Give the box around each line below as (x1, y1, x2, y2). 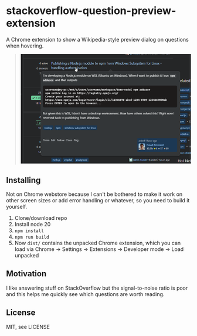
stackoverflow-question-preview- (6, 4, 176, 18)
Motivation (6, 269, 47, 279)
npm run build (14, 235, 49, 240)
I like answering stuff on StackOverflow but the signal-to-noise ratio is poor (6, 284, 188, 291)
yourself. (6, 203, 28, 211)
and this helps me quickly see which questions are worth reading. (6, 290, 165, 297)
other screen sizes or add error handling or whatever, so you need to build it (6, 197, 190, 204)
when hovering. (6, 42, 44, 49)
